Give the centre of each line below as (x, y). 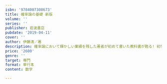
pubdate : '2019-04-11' (29, 33)
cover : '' (15, 38)
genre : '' (15, 56)
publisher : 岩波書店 (25, 28)
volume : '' (16, 19)
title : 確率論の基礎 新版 (29, 14)
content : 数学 (19, 70)
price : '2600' (20, 51)
